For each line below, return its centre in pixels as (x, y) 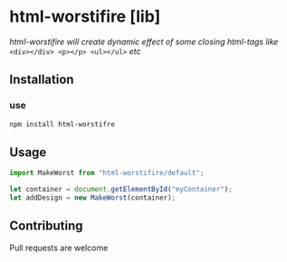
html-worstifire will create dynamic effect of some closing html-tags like (144, 42)
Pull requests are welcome (59, 248)
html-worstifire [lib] (85, 17)
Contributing (46, 226)
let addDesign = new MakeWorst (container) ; (93, 198)
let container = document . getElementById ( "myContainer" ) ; (121, 190)
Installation (42, 80)
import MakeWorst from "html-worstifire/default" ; (107, 173)
